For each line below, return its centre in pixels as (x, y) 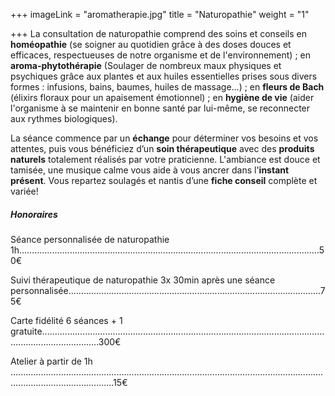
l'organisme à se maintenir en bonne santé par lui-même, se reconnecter (160, 108)
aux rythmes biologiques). (64, 118)
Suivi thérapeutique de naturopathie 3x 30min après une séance (143, 280)
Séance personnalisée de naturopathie (90, 239)
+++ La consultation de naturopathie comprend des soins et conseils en (158, 33)
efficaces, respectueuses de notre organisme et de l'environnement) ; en (161, 55)
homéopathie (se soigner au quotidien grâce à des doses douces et (151, 44)
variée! (24, 191)
